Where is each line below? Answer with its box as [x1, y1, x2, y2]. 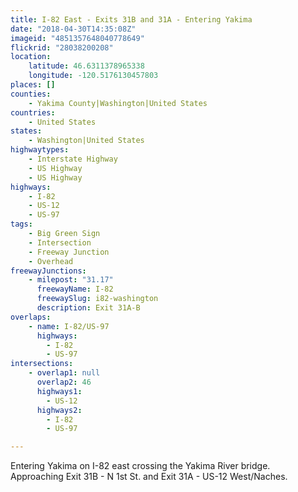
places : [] [10, 80, 56, 90]
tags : [10, 219, 33, 230]
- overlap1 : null [28, 368, 101, 378]
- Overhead [28, 256, 74, 266]
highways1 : [36, 386, 83, 396]
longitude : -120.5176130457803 [28, 71, 159, 81]
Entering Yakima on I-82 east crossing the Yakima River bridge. [10, 460, 271, 472]
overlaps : [10, 312, 52, 322]
